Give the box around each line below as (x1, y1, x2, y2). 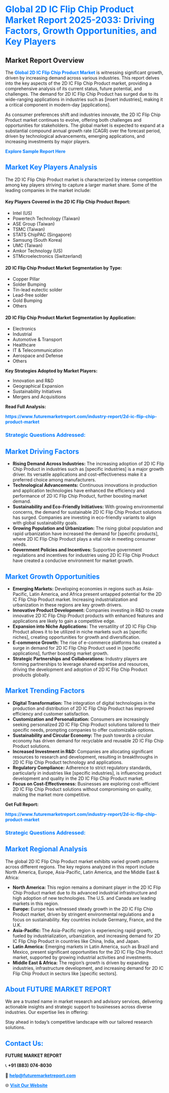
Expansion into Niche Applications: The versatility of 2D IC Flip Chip (12, 623, 156, 629)
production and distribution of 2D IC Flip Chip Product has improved (12, 705, 154, 711)
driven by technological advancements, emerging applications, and (5, 133, 145, 139)
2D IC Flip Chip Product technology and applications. (12, 759, 123, 765)
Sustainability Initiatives (12, 389, 62, 395)
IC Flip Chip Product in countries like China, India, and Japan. (12, 938, 140, 944)
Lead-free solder (12, 292, 48, 298)
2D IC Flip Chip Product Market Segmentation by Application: (5, 314, 136, 320)
